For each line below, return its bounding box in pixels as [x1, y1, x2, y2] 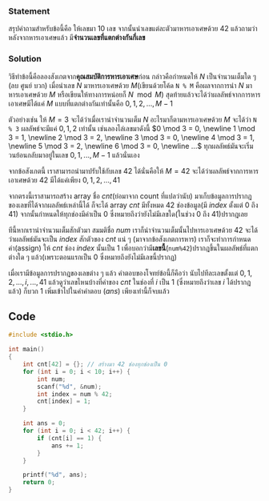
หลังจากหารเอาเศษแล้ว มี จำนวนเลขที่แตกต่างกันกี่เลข [8, 33, 146, 42]
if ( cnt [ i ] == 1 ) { [37, 434, 102, 442]
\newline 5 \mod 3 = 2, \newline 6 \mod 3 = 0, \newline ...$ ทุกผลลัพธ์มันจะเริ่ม [8, 141, 254, 150]
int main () [8, 346, 45, 354]
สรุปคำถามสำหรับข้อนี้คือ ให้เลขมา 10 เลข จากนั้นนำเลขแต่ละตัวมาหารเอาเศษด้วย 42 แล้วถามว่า [8, 24, 258, 34]
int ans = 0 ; [22, 419, 66, 427]
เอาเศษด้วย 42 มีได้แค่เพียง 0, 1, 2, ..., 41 [8, 174, 120, 185]
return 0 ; [22, 479, 56, 487]
